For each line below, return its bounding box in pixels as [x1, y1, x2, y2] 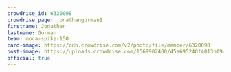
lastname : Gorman [7, 29, 57, 36]
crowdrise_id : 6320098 [7, 10, 72, 17]
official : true [7, 55, 51, 62]
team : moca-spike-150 [7, 36, 69, 43]
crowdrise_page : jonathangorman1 [7, 16, 103, 23]
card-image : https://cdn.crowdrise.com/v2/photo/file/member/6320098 [7, 42, 211, 49]
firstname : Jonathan [7, 23, 67, 29]
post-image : [7, 49, 41, 56]
